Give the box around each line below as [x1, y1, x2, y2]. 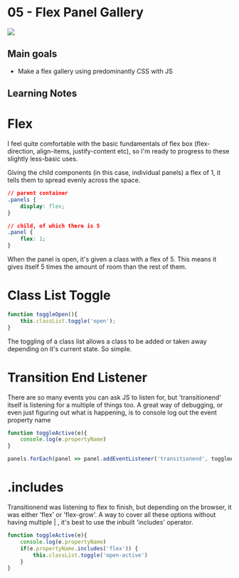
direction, [7, 147, 36, 156]
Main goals [7, 48, 58, 60]
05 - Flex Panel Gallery [7, 4, 144, 21]
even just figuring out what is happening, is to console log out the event [7, 408, 217, 417]
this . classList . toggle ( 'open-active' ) [33, 552, 148, 559]
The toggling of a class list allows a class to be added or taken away [7, 337, 208, 346]
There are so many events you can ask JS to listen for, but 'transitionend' [7, 392, 222, 402]
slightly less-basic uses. [7, 154, 78, 164]
